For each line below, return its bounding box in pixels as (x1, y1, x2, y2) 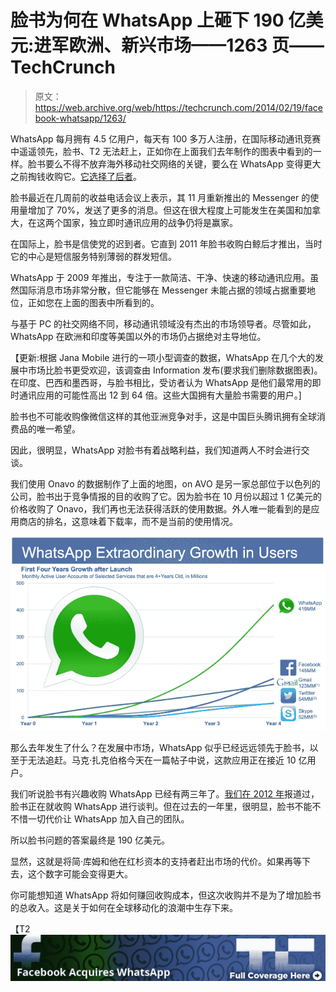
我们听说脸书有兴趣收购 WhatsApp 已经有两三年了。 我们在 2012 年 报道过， (10, 788, 320, 800)
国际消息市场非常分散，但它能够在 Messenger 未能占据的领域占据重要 (18, 284, 307, 296)
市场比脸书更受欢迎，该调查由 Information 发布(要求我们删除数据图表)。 (27, 364, 323, 376)
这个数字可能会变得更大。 (27, 868, 133, 880)
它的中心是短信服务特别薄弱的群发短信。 (10, 250, 177, 262)
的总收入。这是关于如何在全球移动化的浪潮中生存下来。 (10, 902, 238, 913)
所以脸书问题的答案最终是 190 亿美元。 (10, 834, 171, 846)
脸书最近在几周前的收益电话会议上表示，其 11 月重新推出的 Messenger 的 (10, 191, 311, 203)
